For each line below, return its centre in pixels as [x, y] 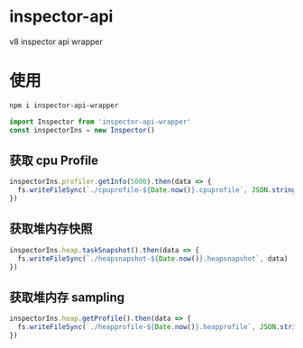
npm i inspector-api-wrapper [64, 105]
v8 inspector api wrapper [56, 41]
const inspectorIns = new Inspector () [82, 130]
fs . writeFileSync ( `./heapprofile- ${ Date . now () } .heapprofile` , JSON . [149, 327]
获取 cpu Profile [54, 160]
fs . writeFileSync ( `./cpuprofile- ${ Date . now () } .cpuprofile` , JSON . [145, 190]
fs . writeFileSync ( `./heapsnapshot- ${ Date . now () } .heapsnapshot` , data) [153, 259]
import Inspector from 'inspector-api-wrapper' [101, 122]
